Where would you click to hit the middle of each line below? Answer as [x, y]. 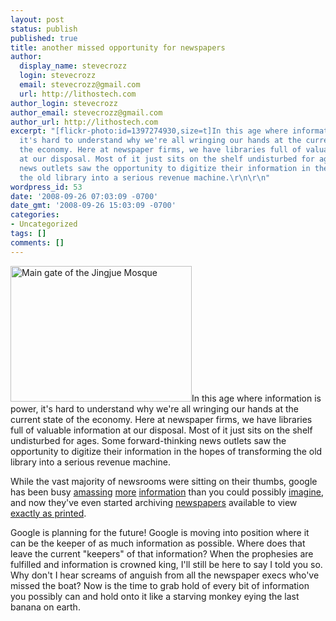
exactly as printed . [48, 513]
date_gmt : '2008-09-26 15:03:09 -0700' [93, 206]
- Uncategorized [44, 224]
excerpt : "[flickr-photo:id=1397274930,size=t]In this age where [149, 131]
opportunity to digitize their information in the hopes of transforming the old [166, 451]
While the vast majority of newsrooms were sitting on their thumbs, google [164, 481]
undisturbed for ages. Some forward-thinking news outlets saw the [148, 440]
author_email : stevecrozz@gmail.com [86, 112]
